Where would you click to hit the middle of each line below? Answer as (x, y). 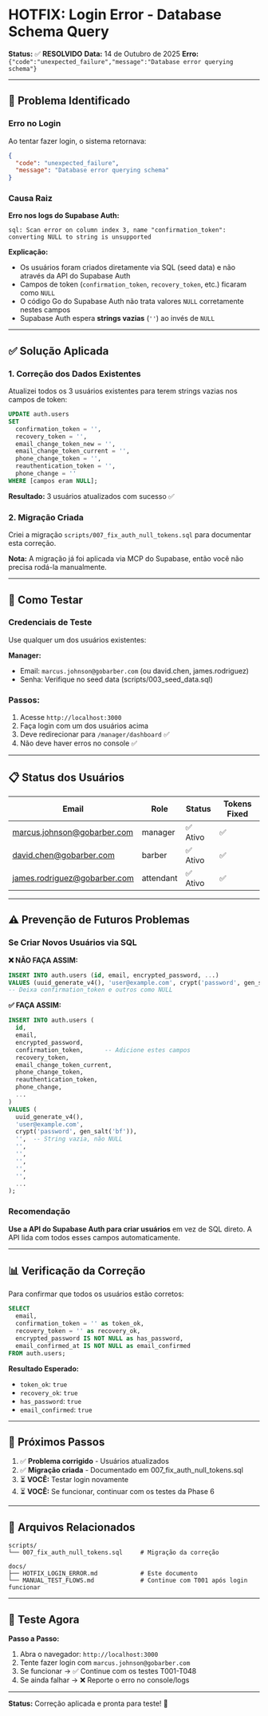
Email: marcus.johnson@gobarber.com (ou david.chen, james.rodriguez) (134, 670)
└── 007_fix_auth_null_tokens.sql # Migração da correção (114, 1553)
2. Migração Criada (46, 517)
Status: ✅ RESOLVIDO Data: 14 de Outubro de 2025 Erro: (104, 53)
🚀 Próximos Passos (57, 1442)
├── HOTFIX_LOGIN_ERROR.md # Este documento (103, 1574)
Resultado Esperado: (44, 1368)
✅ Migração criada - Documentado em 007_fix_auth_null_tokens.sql (131, 1470)
